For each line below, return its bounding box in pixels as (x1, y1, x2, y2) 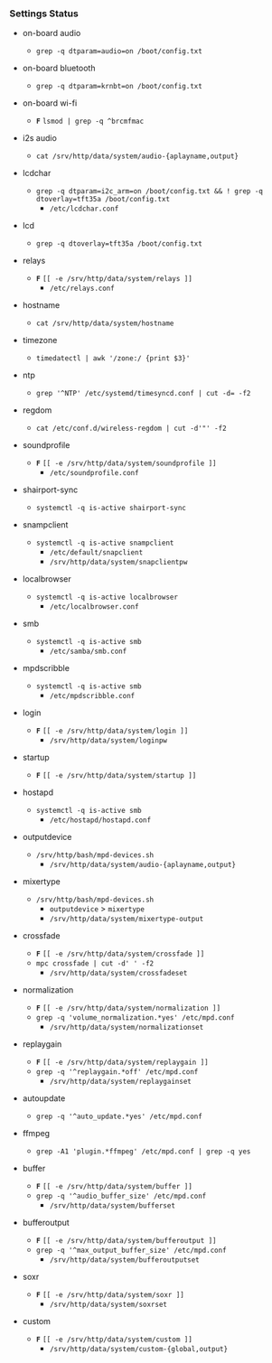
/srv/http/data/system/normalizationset (49, 1023, 204, 1032)
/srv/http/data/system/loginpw (49, 736, 167, 745)
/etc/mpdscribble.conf (49, 692, 136, 701)
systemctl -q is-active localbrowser (35, 593, 179, 602)
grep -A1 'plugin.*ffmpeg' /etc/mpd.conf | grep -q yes (35, 1147, 251, 1156)
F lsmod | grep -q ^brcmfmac (35, 117, 145, 126)
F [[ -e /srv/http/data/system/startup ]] (35, 771, 197, 780)
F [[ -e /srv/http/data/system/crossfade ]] (35, 949, 205, 959)
